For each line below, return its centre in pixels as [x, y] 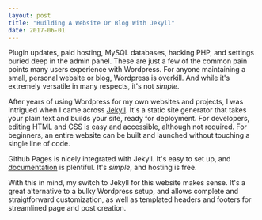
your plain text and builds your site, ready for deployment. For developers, [129, 119]
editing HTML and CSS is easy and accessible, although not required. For [128, 127]
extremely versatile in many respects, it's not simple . [94, 86]
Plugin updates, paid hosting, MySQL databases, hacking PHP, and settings [131, 53]
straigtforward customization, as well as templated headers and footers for [130, 199]
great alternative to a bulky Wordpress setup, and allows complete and [123, 192]
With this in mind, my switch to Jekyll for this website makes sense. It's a [127, 183]
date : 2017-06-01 [37, 30]
